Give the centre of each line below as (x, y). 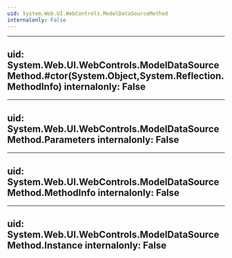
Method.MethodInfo (51, 193)
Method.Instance (45, 246)
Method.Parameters (51, 140)
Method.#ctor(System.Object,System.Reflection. (116, 76)
